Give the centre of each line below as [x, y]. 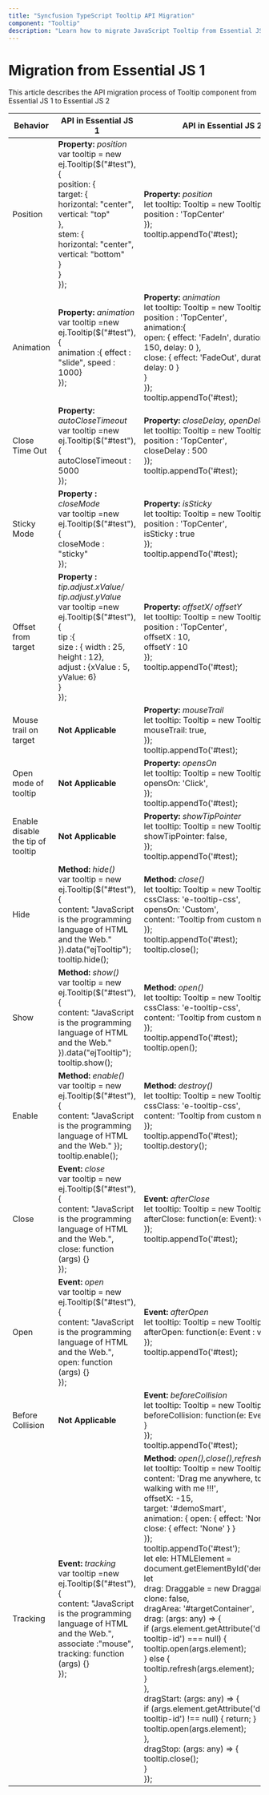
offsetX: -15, [169, 1499]
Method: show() [89, 973]
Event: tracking [87, 1563]
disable [26, 832]
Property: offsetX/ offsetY [193, 607]
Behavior [32, 126]
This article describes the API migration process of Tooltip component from [132, 92]
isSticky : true [169, 534]
